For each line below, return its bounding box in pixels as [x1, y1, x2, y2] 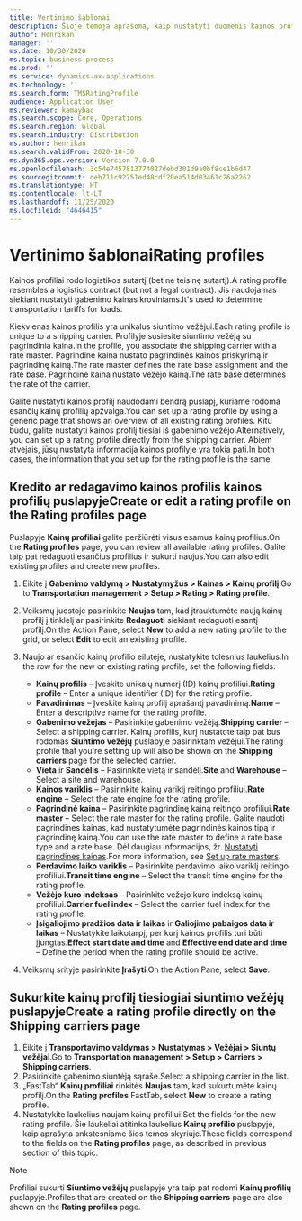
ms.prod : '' [9, 64, 54, 73]
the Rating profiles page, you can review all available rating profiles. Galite [9, 541, 286, 552]
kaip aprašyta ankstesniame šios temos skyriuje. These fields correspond [22, 1128, 293, 1139]
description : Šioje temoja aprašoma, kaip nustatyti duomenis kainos [9, 22, 276, 31]
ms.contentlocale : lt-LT [9, 189, 102, 198]
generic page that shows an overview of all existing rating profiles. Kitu [9, 415, 272, 426]
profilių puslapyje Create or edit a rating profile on [9, 493, 292, 510]
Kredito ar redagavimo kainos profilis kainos [9, 480, 262, 495]
